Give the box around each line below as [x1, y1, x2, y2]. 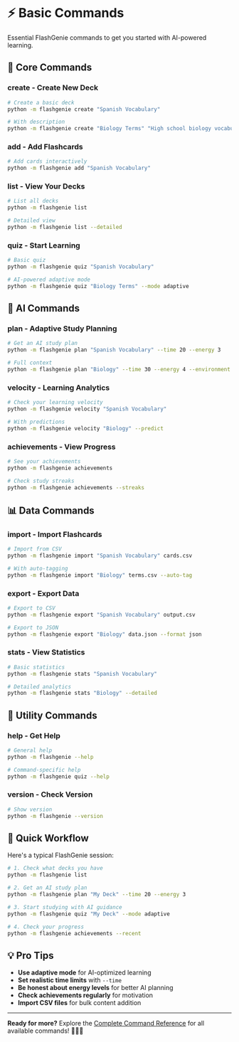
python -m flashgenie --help [7, 753, 94, 760]
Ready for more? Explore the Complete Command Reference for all [7, 1019, 205, 1028]
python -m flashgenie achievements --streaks [7, 484, 144, 491]
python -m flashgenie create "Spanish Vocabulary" [7, 105, 161, 113]
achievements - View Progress [7, 442, 116, 452]
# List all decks [7, 198, 59, 205]
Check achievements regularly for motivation [17, 991, 154, 999]
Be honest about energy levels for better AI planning [17, 984, 174, 992]
